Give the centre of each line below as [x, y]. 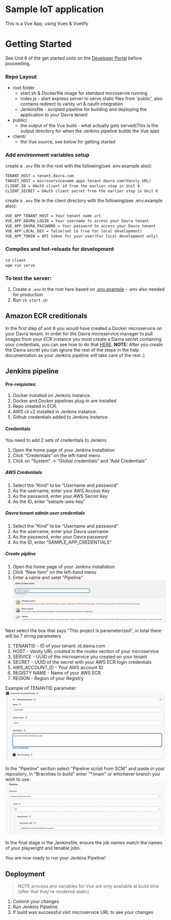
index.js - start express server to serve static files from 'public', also [91, 99]
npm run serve [20, 265]
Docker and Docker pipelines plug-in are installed [65, 401]
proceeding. [18, 63]
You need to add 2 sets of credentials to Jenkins [56, 440]
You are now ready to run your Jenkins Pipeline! [55, 858]
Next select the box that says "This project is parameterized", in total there [83, 631]
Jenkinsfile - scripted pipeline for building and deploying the [83, 109]
